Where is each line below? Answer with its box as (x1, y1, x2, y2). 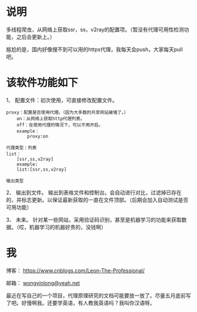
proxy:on (27, 133, 49, 139)
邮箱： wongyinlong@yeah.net (6, 279, 80, 286)
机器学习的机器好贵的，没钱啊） (29, 223, 107, 230)
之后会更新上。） (16, 33, 55, 40)
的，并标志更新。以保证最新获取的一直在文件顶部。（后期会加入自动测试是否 (6, 196, 189, 203)
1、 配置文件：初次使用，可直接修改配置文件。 (6, 97, 118, 104)
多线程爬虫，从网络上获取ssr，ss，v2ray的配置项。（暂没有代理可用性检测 (6, 26, 185, 33)
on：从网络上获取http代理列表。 (16, 115, 85, 121)
